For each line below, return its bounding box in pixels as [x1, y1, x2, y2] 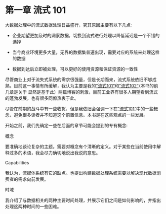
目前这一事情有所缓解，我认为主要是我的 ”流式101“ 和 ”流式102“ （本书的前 [13, 82, 158, 88]
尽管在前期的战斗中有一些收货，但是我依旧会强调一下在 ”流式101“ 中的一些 [5, 105, 154, 112]
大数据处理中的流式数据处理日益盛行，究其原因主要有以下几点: [5, 22, 132, 28]
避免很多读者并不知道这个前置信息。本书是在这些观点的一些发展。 [13, 112, 148, 118]
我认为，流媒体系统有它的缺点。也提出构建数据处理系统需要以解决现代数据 [5, 170, 157, 176]
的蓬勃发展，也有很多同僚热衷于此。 [5, 95, 79, 101]
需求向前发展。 [18, 176, 48, 182]
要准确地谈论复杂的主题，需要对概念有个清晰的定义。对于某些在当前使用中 [5, 143, 157, 149]
